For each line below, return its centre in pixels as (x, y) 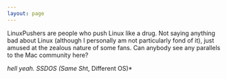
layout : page (26, 13)
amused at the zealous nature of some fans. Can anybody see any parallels (114, 47)
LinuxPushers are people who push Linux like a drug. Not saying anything (111, 33)
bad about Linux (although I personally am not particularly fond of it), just (111, 40)
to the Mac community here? (48, 55)
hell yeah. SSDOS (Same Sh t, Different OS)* (70, 68)
